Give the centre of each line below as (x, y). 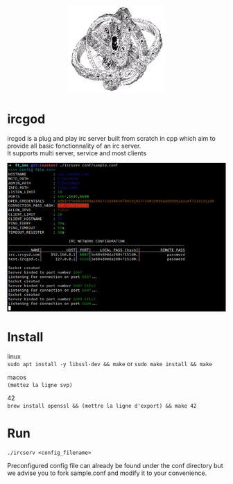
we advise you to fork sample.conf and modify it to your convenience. (107, 473)
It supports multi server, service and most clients (77, 153)
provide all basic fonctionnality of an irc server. (74, 146)
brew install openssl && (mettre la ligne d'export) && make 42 (102, 406)
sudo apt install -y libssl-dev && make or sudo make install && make (110, 364)
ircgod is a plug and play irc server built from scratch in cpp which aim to (112, 138)
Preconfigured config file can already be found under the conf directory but (115, 466)
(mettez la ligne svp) (40, 386)
